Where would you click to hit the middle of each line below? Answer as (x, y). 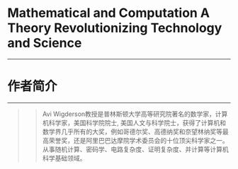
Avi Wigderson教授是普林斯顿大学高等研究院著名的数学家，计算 (135, 114)
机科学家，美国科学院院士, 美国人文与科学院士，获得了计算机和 (134, 122)
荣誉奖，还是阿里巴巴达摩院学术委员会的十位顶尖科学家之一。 (138, 140)
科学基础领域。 (64, 158)
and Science (45, 43)
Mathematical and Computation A (109, 13)
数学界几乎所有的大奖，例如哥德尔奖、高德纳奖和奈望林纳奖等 (132, 132)
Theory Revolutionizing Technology (115, 28)
